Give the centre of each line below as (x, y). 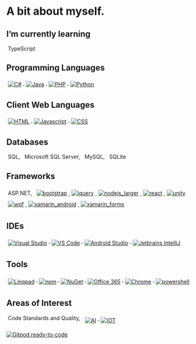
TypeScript (22, 48)
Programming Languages (56, 68)
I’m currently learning (48, 34)
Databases (28, 142)
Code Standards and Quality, (44, 318)
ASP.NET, (20, 193)
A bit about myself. (55, 11)
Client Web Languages (51, 105)
